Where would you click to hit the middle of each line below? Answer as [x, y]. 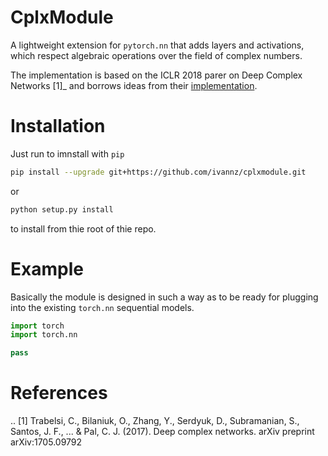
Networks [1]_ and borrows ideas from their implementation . [134, 85]
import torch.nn [44, 335]
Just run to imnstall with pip [67, 153]
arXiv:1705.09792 [46, 442]
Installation [58, 126]
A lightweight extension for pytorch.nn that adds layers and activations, [157, 45]
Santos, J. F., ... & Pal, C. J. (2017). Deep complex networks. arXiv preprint [162, 432]
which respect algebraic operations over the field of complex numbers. [156, 55]
